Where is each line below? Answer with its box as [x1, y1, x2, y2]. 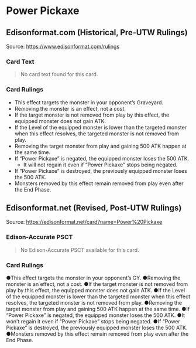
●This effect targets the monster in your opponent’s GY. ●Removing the [6, 274, 181, 281]
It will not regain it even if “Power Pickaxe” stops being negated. [23, 161, 178, 168]
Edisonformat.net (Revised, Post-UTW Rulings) [6, 203, 182, 213]
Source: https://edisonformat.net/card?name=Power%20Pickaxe [6, 219, 163, 226]
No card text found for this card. [20, 71, 98, 78]
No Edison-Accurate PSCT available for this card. [20, 246, 139, 253]
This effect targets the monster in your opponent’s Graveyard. [14, 98, 164, 106]
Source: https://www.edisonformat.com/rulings [6, 43, 120, 50]
